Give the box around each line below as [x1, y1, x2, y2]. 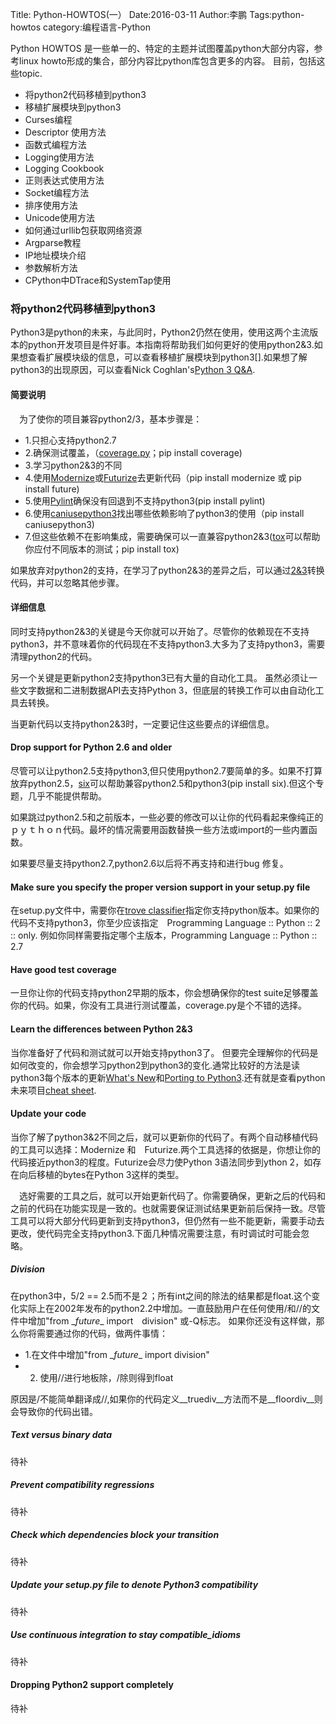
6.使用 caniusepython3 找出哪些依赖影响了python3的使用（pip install [24, 507, 305, 519]
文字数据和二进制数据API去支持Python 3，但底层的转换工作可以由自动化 [18, 684, 316, 696]
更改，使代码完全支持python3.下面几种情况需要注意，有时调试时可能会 [10, 1227, 302, 1239]
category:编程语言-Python [43, 21, 151, 33]
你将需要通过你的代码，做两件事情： [18, 1327, 168, 1339]
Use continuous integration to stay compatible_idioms [10, 1629, 242, 1641]
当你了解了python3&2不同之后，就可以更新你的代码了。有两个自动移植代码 [10, 1131, 319, 1143]
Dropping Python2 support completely [10, 1679, 174, 1691]
